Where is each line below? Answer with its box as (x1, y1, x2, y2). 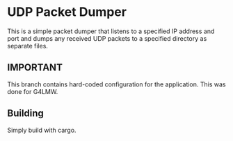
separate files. (7, 41, 49, 50)
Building (7, 108, 44, 120)
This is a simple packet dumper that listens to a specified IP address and (7, 27, 215, 35)
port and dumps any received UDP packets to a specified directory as (7, 34, 207, 42)
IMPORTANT (7, 62, 63, 73)
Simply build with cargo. (7, 126, 77, 134)
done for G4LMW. (7, 87, 58, 95)
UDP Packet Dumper (7, 4, 127, 20)
